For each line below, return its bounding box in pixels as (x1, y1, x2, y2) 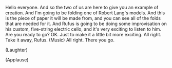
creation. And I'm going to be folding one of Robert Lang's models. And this (5, 10, 165, 16)
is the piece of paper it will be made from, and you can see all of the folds (5, 15, 161, 21)
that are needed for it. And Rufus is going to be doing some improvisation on (5, 20, 167, 27)
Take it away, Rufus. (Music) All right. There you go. (5, 37, 114, 43)
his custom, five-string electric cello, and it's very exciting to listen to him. (5, 26, 162, 32)
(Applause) (5, 57, 29, 63)
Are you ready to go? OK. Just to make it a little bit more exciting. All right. (5, 32, 162, 37)
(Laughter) (5, 47, 28, 53)
